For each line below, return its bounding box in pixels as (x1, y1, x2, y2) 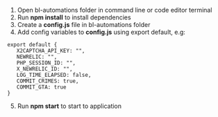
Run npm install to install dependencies (17, 13, 131, 21)
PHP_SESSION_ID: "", (16, 60, 76, 66)
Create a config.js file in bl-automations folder (17, 21, 151, 28)
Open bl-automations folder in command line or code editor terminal (17, 6, 212, 14)
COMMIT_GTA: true (16, 84, 67, 91)
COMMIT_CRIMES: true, (16, 78, 79, 84)
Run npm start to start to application (17, 102, 122, 110)
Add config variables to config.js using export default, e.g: (17, 28, 186, 36)
